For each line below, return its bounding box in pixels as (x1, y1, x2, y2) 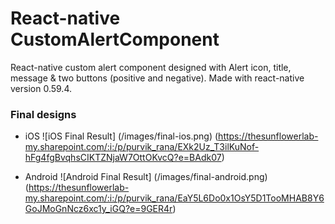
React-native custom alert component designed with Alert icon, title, (10, 61, 292, 73)
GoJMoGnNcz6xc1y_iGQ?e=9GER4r (24, 203, 173, 215)
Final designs (10, 107, 77, 121)
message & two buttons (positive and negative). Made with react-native (10, 72, 305, 84)
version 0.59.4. (10, 82, 72, 94)
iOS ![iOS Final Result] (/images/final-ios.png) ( (24, 130, 219, 142)
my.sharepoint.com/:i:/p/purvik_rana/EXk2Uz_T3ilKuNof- (24, 141, 260, 153)
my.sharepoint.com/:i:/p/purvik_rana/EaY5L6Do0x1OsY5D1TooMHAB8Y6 (24, 192, 325, 204)
